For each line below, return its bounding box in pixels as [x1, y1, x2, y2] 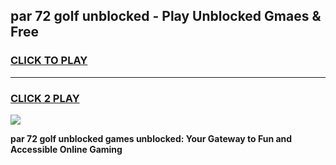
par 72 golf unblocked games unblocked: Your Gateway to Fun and [10, 132, 293, 144]
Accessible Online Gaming [10, 143, 123, 155]
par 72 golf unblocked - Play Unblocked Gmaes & [10, 8, 322, 25]
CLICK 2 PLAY [10, 91, 80, 105]
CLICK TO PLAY [10, 54, 88, 68]
